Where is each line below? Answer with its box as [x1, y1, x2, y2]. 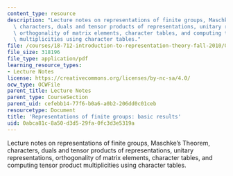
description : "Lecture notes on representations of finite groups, [7, 17, 207, 24]
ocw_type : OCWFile [7, 81, 60, 88]
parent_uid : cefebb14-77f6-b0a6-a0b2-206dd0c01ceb [7, 100, 157, 107]
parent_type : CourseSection [7, 94, 89, 101]
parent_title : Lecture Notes [7, 87, 92, 94]
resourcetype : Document [7, 107, 76, 114]
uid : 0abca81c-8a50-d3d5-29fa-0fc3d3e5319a [7, 119, 135, 127]
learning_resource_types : [7, 62, 82, 69]
